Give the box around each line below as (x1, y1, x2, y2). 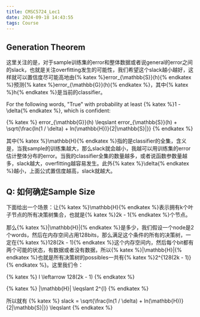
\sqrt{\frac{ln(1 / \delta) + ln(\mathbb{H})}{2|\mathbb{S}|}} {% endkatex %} (6, 125, 193, 132)
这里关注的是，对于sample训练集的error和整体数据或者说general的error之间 (6, 59, 193, 66)
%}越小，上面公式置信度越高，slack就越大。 (6, 167, 116, 174)
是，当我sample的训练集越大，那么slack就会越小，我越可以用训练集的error (6, 145, 191, 152)
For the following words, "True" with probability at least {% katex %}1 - (6, 101, 181, 108)
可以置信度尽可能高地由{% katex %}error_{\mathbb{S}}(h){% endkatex (16, 74, 192, 81)
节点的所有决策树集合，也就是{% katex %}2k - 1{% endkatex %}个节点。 (11, 211, 191, 218)
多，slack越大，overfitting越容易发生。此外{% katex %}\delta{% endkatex (6, 160, 190, 167)
